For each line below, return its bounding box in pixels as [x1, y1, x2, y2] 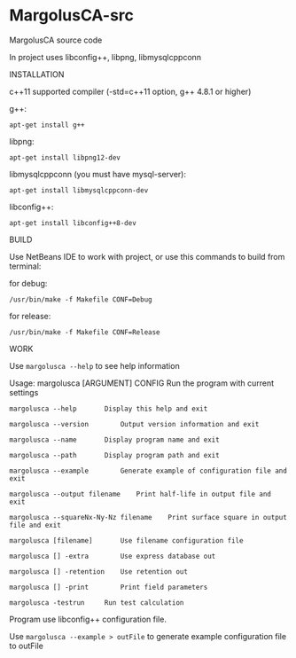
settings [9, 387, 39, 397]
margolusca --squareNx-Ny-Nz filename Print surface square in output [9, 513, 288, 521]
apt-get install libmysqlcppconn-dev [9, 185, 149, 195]
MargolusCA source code [9, 35, 103, 45]
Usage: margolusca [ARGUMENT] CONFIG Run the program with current [9, 378, 275, 388]
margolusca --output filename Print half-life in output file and [9, 490, 272, 498]
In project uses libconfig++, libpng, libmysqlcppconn [9, 51, 202, 62]
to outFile [9, 640, 44, 651]
